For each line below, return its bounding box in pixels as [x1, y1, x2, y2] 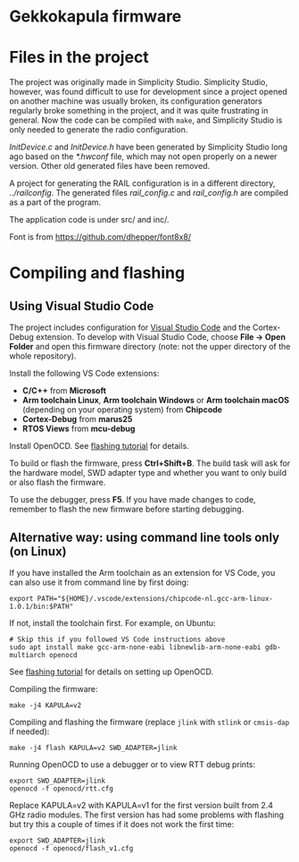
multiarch [9, 650, 46, 659]
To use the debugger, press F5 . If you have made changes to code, [9, 494, 256, 505]
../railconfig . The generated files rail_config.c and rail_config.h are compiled [9, 188, 288, 199]
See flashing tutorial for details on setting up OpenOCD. [9, 666, 214, 677]
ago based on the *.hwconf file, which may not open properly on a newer [9, 151, 278, 162]
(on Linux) [9, 544, 67, 559]
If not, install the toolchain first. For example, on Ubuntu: [9, 617, 216, 628]
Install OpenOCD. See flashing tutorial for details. [9, 441, 189, 452]
